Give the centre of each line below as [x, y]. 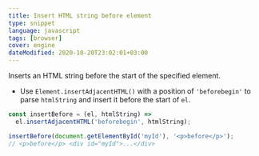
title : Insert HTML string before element [80, 16]
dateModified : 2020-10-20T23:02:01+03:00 [78, 53]
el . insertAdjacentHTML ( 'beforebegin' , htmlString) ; [104, 122]
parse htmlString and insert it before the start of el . [105, 100]
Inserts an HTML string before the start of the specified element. [115, 76]
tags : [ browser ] [35, 38]
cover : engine [32, 46]
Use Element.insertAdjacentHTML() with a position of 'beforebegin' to [135, 91]
